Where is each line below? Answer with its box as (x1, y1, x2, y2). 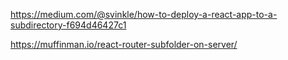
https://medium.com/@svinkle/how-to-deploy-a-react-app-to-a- (10, 9, 278, 20)
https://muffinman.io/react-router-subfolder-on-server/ (10, 39, 238, 50)
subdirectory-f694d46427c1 (10, 19, 127, 31)
